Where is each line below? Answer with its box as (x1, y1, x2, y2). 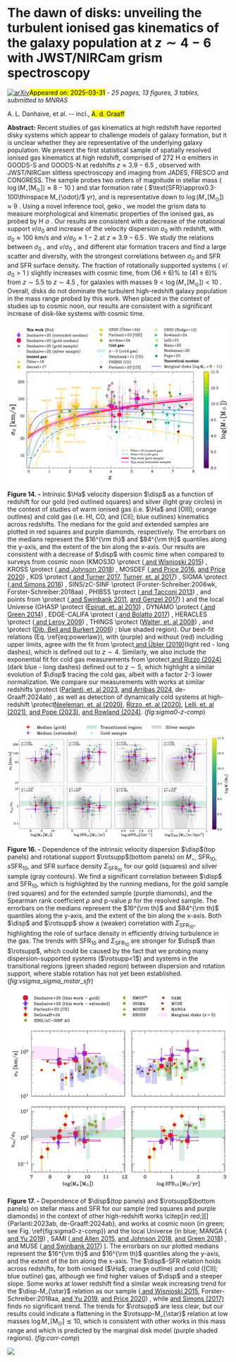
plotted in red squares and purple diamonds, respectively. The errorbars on (7, 527, 226, 536)
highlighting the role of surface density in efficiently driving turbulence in (7, 929, 219, 938)
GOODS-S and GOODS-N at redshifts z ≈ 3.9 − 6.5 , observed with (7, 160, 201, 169)
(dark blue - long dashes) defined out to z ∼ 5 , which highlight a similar (7, 663, 215, 671)
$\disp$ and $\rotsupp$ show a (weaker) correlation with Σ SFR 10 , (7, 919, 196, 930)
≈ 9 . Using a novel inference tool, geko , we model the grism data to (7, 201, 206, 210)
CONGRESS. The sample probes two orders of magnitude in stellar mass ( (7, 175, 222, 184)
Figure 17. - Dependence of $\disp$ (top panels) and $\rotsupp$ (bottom (7, 1197, 216, 1205)
